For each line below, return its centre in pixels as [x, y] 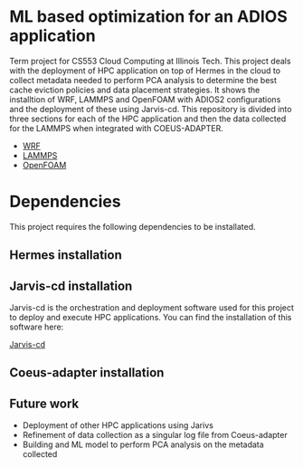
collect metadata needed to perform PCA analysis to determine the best [143, 80]
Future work [44, 403]
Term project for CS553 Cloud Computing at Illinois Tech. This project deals [150, 61]
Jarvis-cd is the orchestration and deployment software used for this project [151, 308]
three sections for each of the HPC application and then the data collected [148, 119]
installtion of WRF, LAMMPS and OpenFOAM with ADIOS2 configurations [145, 99]
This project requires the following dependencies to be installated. [133, 226]
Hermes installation [66, 255]
